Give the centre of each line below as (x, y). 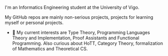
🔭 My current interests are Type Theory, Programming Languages (81, 32)
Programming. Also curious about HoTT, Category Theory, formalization (88, 43)
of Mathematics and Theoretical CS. (50, 49)
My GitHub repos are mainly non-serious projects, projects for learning (79, 17)
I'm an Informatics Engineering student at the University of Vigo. (72, 7)
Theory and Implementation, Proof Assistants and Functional (76, 38)
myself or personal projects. (34, 23)
